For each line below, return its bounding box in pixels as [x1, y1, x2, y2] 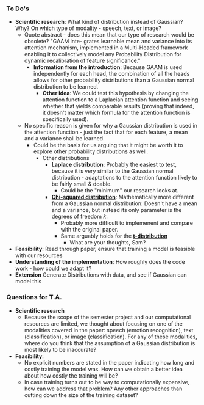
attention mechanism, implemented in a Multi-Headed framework [24, 44, 188, 51]
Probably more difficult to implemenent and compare [60, 219, 194, 227]
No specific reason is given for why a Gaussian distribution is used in [24, 122, 198, 130]
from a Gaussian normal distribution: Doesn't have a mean [51, 200, 198, 207]
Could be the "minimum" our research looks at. [60, 187, 178, 194]
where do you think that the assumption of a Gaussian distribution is [24, 339, 195, 346]
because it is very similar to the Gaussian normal [51, 167, 174, 175]
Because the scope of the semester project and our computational [24, 313, 191, 321]
